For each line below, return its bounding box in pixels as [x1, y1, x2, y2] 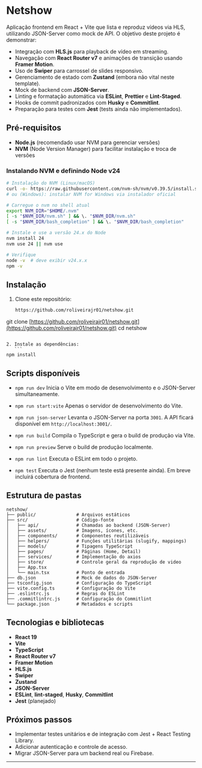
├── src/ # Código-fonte [6, 517, 114, 523]
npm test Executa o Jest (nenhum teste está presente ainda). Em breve [14, 466, 191, 474]
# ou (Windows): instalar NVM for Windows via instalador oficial [6, 191, 176, 197]
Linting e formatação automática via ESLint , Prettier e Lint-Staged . [14, 93, 182, 100]
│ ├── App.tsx [6, 564, 47, 570]
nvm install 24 [6, 236, 44, 242]
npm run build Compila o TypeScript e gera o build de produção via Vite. [14, 431, 195, 439]
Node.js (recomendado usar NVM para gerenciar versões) [14, 139, 161, 146]
